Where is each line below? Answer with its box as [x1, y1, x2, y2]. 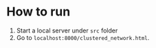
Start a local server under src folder [16, 26, 118, 34]
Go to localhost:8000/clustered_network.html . [16, 33, 150, 41]
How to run [6, 4, 71, 20]
